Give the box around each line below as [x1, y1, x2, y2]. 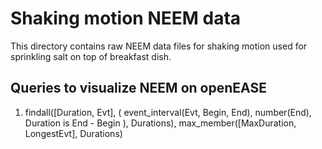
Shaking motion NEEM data [10, 7, 242, 30]
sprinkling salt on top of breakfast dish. [10, 50, 172, 62]
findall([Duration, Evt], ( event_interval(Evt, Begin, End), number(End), [24, 106, 312, 118]
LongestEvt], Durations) [24, 127, 123, 139]
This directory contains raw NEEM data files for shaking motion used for [10, 40, 308, 52]
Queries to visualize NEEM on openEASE [10, 80, 267, 97]
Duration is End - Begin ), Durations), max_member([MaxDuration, [24, 117, 297, 129]
